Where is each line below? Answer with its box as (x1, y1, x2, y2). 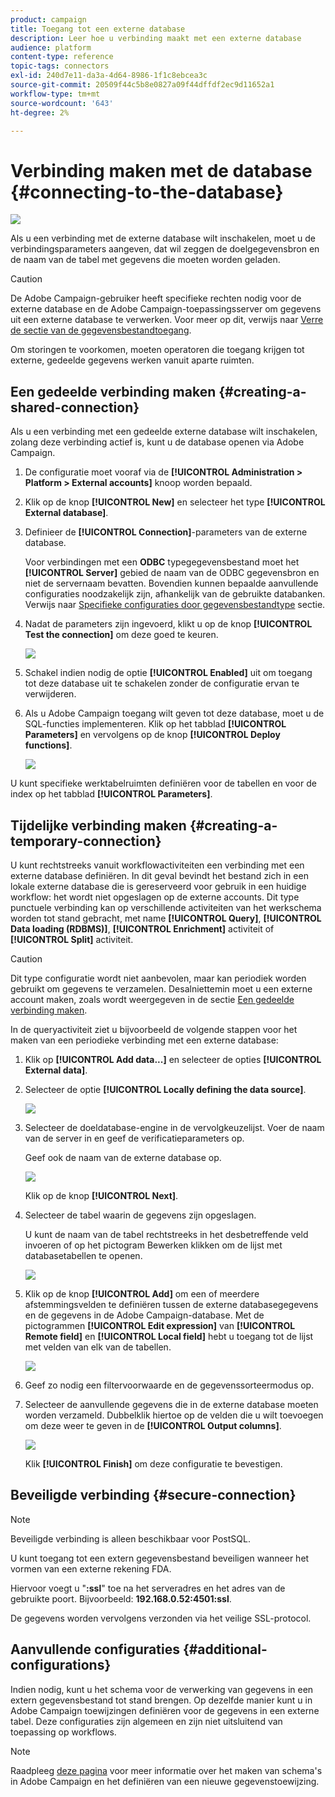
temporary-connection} (10, 832, 162, 850)
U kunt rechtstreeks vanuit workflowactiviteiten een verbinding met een (10, 859, 305, 871)
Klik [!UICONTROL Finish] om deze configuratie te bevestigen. (24, 1457, 283, 1470)
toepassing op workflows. (10, 1726, 117, 1738)
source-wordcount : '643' (10, 98, 114, 108)
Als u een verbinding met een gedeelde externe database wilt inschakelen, (10, 426, 318, 438)
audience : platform (10, 42, 92, 53)
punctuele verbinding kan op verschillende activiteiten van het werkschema (10, 901, 322, 913)
